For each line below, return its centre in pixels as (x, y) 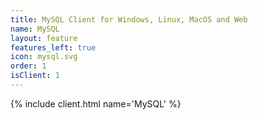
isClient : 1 (35, 76)
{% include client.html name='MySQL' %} (96, 103)
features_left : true (53, 47)
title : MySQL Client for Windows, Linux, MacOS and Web (129, 19)
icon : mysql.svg (44, 57)
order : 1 (28, 66)
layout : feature (44, 38)
